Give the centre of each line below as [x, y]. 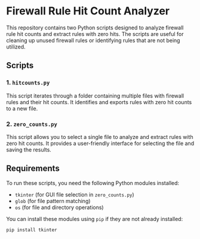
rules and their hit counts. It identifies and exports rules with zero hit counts [99, 102]
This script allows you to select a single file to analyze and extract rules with [100, 137]
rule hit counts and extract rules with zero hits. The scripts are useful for [95, 34]
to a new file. [22, 108]
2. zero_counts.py [32, 124]
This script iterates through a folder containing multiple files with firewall [95, 96]
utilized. [16, 47]
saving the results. [29, 149]
